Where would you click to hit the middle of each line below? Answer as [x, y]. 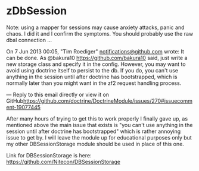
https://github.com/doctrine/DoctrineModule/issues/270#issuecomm [108, 101]
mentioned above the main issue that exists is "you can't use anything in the [99, 125]
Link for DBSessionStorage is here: [49, 155]
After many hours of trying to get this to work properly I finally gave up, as [97, 118]
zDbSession [37, 11]
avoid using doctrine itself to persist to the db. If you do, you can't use [92, 70]
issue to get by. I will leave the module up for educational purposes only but [99, 137]
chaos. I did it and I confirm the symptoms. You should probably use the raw [100, 33]
